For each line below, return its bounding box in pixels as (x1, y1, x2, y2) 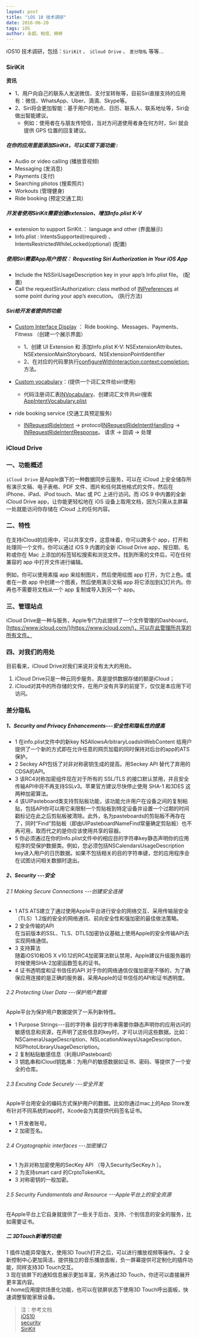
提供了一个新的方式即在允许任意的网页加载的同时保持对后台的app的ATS (14, 746, 190, 753)
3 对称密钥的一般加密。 (14, 1176, 72, 1184)
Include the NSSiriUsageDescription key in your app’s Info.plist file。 (14, 271, 182, 279)
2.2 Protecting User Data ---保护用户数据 (6, 989, 107, 996)
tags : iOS (6, 25, 31, 31)
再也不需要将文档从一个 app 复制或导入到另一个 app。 (6, 586, 138, 593)
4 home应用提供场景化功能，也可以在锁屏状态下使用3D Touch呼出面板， (6, 1286, 184, 1293)
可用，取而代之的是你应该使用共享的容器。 (20, 827, 124, 834)
